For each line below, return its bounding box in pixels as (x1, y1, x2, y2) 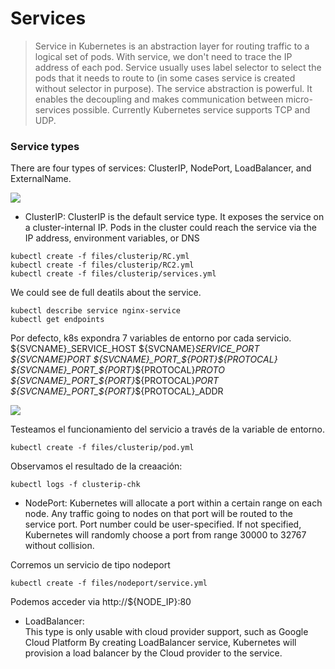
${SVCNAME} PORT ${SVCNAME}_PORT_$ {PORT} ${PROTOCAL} (10, 353, 278, 366)
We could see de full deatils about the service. (10, 287, 202, 299)
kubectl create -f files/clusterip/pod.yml (10, 443, 195, 453)
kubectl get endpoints (10, 315, 105, 325)
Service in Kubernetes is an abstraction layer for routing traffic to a (34, 40, 310, 52)
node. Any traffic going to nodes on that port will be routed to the (24, 508, 293, 520)
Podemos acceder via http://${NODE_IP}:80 (10, 596, 192, 608)
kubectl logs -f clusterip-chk (10, 480, 141, 490)
